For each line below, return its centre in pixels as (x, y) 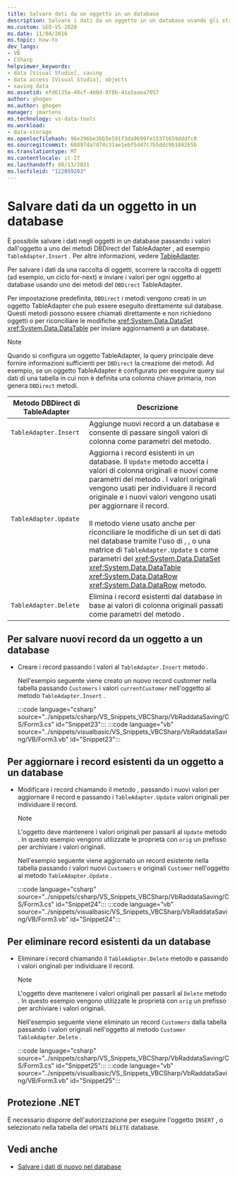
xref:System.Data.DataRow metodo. (148, 585)
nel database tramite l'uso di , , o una (150, 541)
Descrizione (157, 407)
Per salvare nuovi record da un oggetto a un (105, 639)
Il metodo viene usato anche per (142, 523)
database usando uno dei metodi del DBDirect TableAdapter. (95, 284)
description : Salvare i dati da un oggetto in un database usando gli (113, 20)
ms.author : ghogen (34, 106)
